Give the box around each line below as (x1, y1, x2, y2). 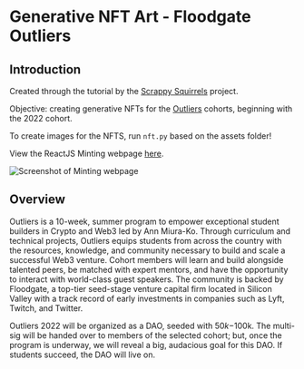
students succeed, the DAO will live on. (9, 349, 156, 360)
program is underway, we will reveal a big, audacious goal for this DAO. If (9, 339, 283, 350)
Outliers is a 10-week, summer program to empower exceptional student (9, 216, 279, 227)
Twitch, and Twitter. (9, 302, 83, 314)
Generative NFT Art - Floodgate (9, 6, 251, 27)
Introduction (9, 62, 82, 77)
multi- (272, 320, 296, 331)
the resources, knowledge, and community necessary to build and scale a (9, 245, 286, 256)
